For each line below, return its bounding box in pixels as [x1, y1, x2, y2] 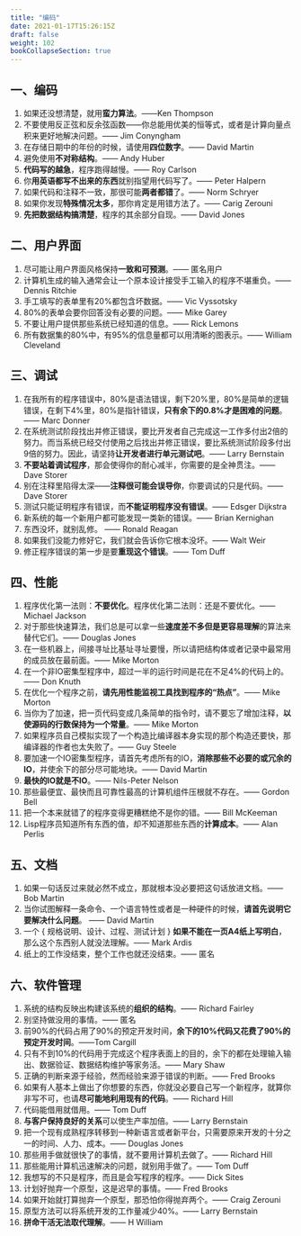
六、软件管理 [10, 978, 82, 993]
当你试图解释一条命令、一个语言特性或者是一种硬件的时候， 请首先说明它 [22, 904, 291, 915]
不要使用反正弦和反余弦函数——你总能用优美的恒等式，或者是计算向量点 [22, 119, 291, 130]
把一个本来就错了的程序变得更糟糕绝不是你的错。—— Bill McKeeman [22, 807, 278, 818]
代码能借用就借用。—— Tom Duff [22, 1105, 147, 1114]
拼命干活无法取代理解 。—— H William [22, 1217, 164, 1227]
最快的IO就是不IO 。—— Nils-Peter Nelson [22, 775, 179, 786]
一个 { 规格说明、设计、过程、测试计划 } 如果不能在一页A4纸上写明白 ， [22, 926, 287, 937]
